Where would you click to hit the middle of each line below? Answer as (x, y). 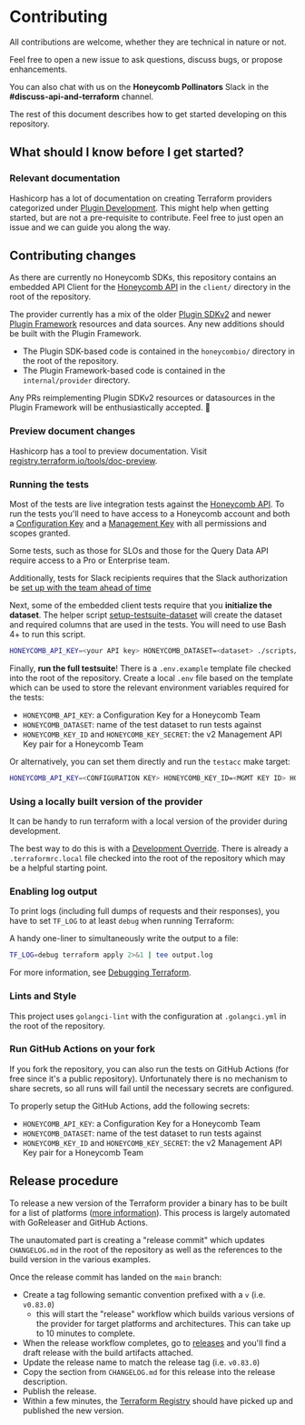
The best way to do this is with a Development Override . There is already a (149, 848)
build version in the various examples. (80, 1259)
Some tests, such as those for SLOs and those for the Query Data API (139, 551)
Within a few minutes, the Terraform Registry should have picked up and (157, 1400)
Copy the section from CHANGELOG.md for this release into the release (149, 1371)
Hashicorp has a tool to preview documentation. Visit (108, 451)
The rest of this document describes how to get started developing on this (148, 114)
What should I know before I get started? (127, 152)
